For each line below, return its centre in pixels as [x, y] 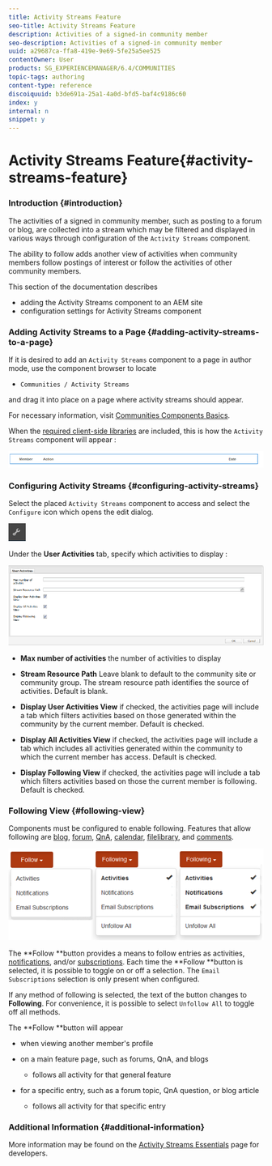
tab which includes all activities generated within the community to [131, 748]
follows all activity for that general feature [102, 1075]
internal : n [28, 111]
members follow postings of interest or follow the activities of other [120, 262]
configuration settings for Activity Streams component [111, 311]
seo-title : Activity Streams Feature [72, 26]
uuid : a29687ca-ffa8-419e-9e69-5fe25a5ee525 [85, 51]
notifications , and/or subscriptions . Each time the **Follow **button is [126, 962]
